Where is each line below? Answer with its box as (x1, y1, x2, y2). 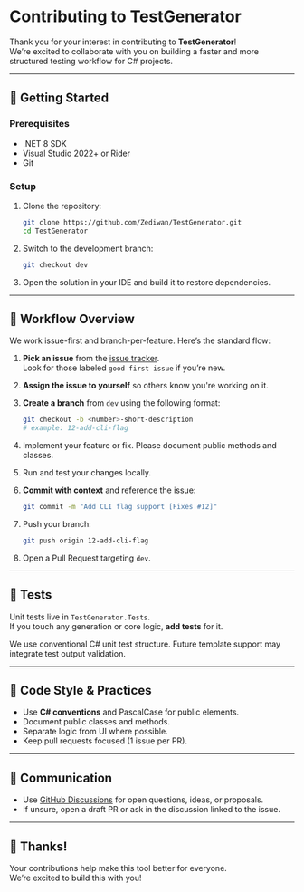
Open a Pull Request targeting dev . (22, 552, 151, 563)
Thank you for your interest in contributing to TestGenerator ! (9, 36, 237, 47)
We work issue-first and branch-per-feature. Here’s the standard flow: (9, 335, 271, 346)
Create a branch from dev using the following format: (22, 398, 221, 408)
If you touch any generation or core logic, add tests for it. (9, 620, 223, 631)
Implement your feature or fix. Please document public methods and (22, 440, 278, 451)
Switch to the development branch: (22, 243, 154, 254)
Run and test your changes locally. (22, 467, 152, 478)
